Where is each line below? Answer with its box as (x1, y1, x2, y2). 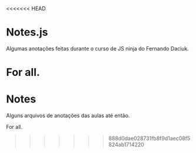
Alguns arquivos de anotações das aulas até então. (6, 112, 130, 119)
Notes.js (6, 26, 48, 39)
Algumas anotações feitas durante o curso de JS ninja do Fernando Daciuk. (6, 45, 190, 52)
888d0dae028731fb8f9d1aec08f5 (108, 135, 191, 142)
